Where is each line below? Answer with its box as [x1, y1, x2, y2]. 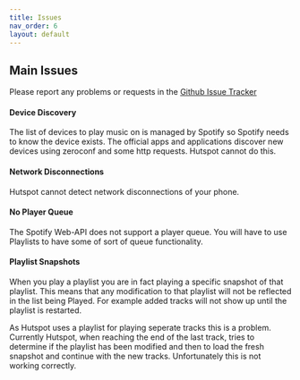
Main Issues [9, 63, 79, 78]
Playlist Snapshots [9, 257, 81, 267]
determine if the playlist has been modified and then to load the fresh [9, 342, 264, 351]
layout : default [9, 30, 70, 38]
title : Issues [9, 13, 63, 22]
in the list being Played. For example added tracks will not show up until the [9, 296, 287, 306]
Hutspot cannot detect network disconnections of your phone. [9, 186, 240, 197]
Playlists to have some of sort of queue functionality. [9, 236, 203, 247]
